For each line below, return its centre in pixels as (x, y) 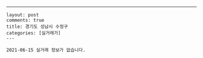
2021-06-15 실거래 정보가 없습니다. (46, 50)
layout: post (23, 15)
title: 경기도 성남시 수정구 (37, 27)
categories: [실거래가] (34, 33)
